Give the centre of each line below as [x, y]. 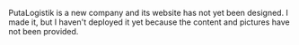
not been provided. [44, 31]
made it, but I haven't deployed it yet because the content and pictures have [149, 22]
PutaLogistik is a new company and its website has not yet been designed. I [149, 13]
